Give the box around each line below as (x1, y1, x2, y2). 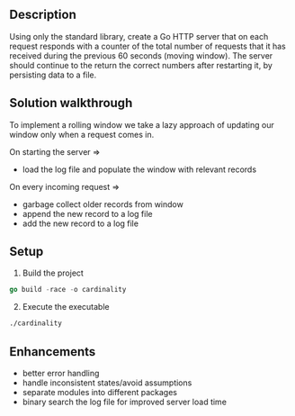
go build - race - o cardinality (9, 285, 127, 294)
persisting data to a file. (9, 69, 97, 80)
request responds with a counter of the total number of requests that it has (9, 41, 286, 51)
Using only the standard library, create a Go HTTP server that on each (9, 31, 269, 41)
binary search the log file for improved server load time (22, 396, 228, 407)
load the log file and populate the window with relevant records (22, 164, 257, 175)
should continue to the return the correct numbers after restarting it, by (9, 59, 273, 70)
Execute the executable (22, 302, 110, 312)
